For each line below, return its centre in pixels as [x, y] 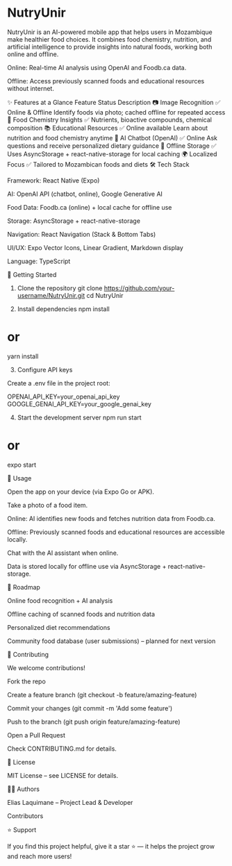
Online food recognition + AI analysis [60, 600]
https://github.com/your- [139, 288]
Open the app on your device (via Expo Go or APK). [81, 492]
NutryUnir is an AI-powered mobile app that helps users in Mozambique [110, 32]
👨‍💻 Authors [24, 789]
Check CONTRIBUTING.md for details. [62, 749]
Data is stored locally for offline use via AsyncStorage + [87, 566]
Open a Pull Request [36, 735]
